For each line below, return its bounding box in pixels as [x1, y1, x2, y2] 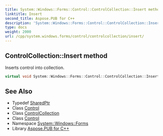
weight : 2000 [5, 29, 32, 34]
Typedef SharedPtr [12, 100, 50, 106]
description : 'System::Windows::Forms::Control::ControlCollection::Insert [5, 20, 162, 26]
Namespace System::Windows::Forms [12, 121, 89, 126]
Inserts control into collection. [5, 65, 65, 70]
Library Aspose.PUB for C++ [12, 126, 69, 132]
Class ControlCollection [12, 110, 60, 116]
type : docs [5, 25, 27, 30]
